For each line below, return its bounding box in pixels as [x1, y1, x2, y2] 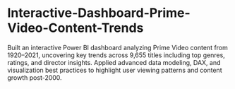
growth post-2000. [7, 73, 62, 82]
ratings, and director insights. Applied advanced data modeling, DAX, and [7, 58, 221, 66]
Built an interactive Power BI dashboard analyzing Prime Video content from [7, 43, 228, 52]
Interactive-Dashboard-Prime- [7, 5, 191, 21]
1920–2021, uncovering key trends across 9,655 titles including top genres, [7, 51, 226, 59]
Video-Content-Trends [7, 20, 144, 36]
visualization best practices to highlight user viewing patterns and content [7, 66, 222, 74]
